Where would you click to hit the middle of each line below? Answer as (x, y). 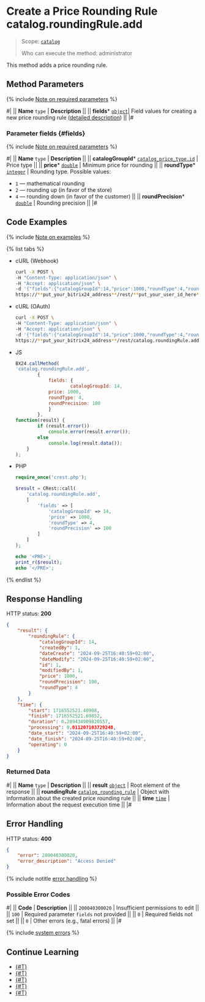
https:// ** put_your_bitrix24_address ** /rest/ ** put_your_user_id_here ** (108, 295)
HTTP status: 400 (29, 838)
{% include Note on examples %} (48, 237)
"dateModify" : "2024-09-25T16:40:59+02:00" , (97, 659)
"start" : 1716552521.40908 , (64, 710)
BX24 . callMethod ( (37, 363)
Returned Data (28, 772)
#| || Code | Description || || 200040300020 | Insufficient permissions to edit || (103, 908)
